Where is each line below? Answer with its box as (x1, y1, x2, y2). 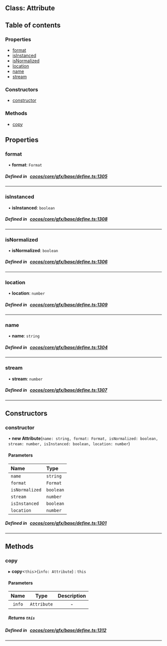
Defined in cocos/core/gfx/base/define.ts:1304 (5, 344, 108, 350)
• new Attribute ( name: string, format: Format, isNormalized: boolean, (8, 436, 158, 442)
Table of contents (5, 21, 61, 29)
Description (58, 593, 86, 600)
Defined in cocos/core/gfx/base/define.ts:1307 (5, 387, 108, 393)
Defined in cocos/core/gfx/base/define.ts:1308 (5, 216, 108, 222)
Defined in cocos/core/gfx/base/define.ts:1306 (5, 259, 108, 265)
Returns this (8, 615, 35, 621)
